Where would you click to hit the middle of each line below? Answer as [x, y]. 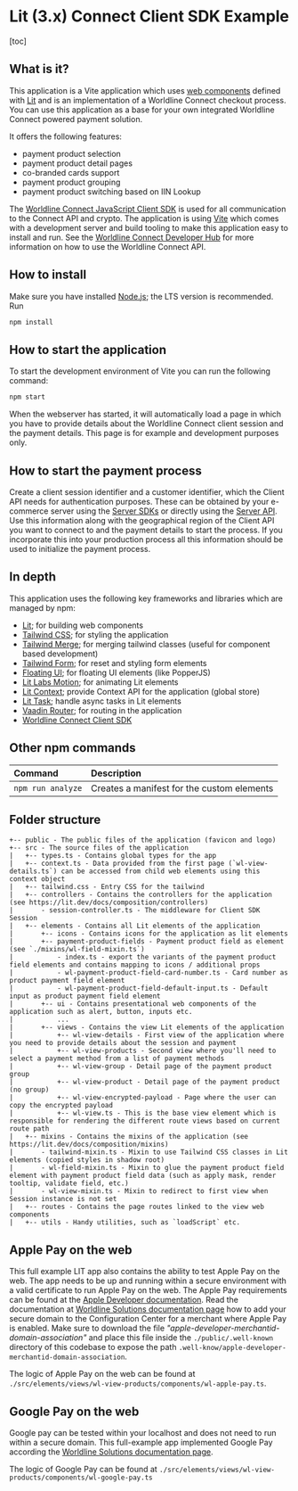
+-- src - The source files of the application [99, 848]
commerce [29, 511]
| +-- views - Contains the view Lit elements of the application [147, 1027]
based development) [60, 654]
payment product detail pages [77, 163]
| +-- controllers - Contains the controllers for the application [141, 895]
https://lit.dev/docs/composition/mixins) [89, 1145]
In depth [32, 577]
